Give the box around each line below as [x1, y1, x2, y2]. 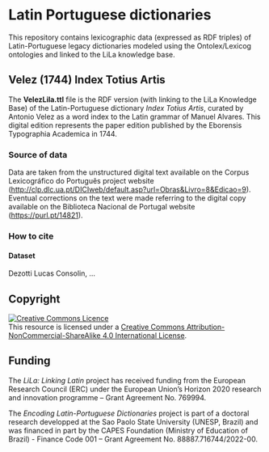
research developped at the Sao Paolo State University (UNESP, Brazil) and [8, 416, 258, 426]
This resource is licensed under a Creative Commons [8, 322, 186, 332]
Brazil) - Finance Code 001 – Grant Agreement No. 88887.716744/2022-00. [8, 434, 258, 444]
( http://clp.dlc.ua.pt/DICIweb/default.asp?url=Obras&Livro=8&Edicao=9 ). [8, 184, 252, 195]
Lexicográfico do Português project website [8, 176, 155, 186]
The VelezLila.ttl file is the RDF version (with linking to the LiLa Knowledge [8, 95, 257, 104]
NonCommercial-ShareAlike [8, 330, 101, 340]
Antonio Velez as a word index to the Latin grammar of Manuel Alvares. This [8, 112, 261, 121]
